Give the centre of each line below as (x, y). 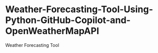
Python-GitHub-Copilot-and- (68, 20)
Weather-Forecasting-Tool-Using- (79, 9)
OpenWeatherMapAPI (52, 31)
